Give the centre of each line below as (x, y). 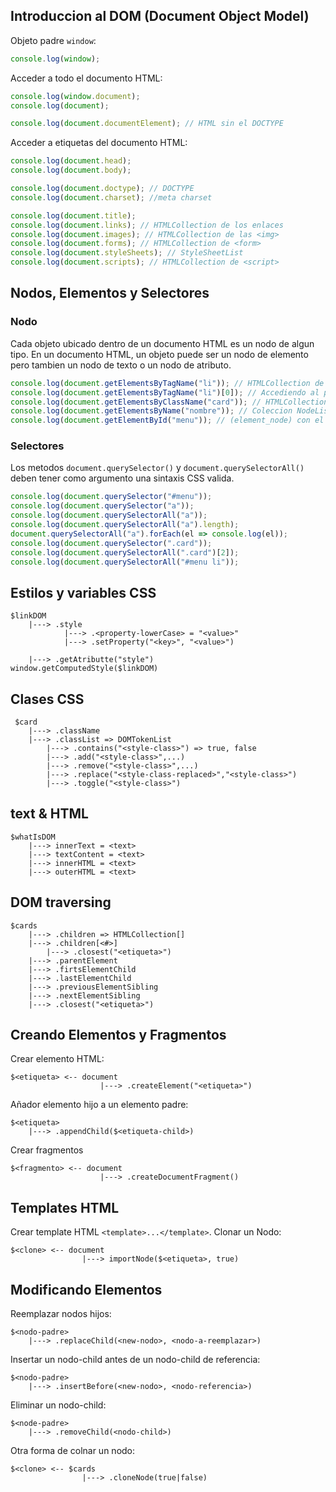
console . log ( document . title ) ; (73, 215)
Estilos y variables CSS (83, 592)
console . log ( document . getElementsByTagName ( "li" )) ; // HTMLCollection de (167, 383)
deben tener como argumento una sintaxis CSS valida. (122, 478)
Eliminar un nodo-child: (58, 1405)
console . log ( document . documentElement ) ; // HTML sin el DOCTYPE (147, 124)
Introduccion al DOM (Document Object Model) (160, 16)
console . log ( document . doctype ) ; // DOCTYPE (102, 189)
